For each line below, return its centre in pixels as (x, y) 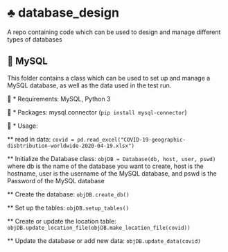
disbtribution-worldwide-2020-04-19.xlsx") (71, 146)
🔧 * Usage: (23, 126)
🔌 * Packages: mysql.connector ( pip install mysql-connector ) (97, 112)
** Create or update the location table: (62, 221)
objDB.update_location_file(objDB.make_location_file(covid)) (99, 228)
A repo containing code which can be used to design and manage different (114, 32)
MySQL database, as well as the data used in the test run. (89, 85)
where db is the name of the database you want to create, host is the (105, 166)
